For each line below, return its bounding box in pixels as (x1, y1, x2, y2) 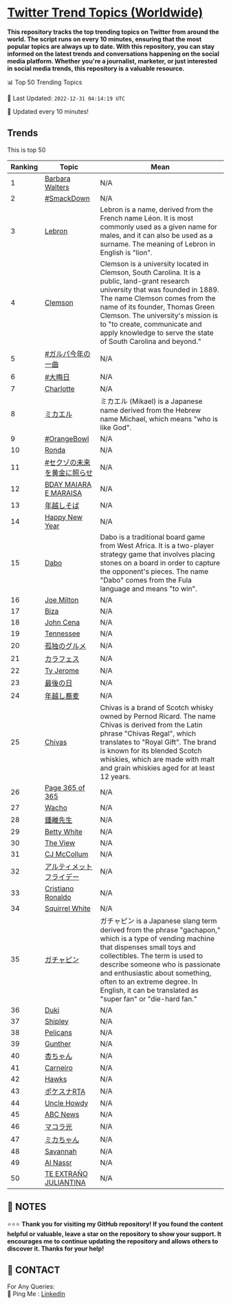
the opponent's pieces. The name (100, 567, 209, 576)
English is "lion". (100, 247, 153, 257)
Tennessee (44, 629, 80, 638)
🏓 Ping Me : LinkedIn (7, 1290, 65, 1298)
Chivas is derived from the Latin (100, 720, 203, 729)
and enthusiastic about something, (100, 968, 212, 978)
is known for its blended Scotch (100, 746, 202, 756)
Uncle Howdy (44, 1098, 89, 1108)
